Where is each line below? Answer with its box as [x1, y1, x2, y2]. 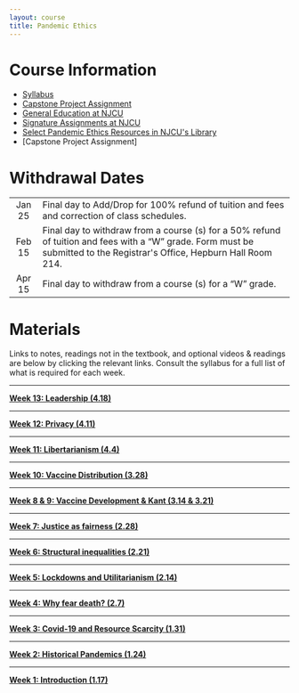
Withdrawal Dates [9, 167, 145, 188]
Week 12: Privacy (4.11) [9, 419, 96, 429]
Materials [9, 319, 81, 339]
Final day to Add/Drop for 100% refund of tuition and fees [42, 199, 285, 211]
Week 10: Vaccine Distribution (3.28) [9, 469, 149, 481]
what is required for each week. [9, 367, 125, 379]
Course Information [9, 60, 158, 80]
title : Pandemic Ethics [9, 21, 98, 30]
